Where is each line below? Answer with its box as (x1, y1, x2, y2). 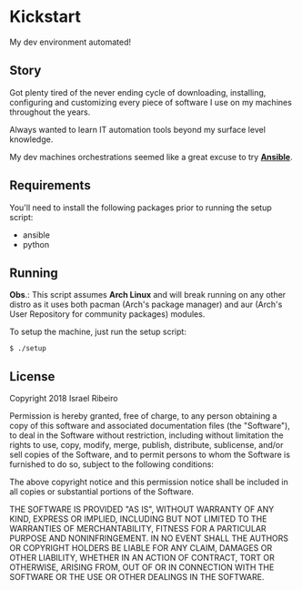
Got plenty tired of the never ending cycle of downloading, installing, (9, 86, 267, 97)
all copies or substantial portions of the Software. (9, 486, 194, 497)
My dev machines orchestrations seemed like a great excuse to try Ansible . (9, 151, 293, 162)
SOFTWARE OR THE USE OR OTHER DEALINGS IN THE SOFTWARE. (9, 572, 265, 583)
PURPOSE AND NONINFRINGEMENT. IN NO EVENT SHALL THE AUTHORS (9, 533, 289, 544)
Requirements (9, 178, 91, 193)
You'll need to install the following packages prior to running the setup (9, 202, 273, 213)
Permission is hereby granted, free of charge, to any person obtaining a (9, 411, 277, 422)
